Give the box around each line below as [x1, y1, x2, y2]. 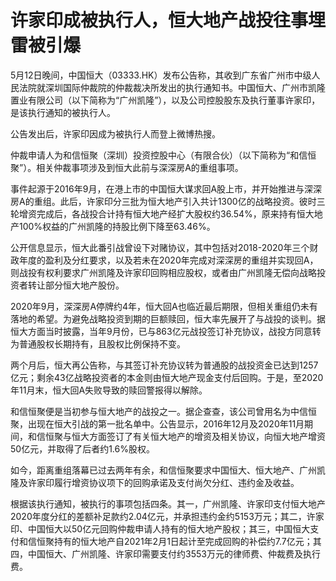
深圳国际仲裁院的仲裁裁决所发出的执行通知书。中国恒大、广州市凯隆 [44, 81, 326, 93]
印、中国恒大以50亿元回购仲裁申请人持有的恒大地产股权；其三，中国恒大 [10, 522, 311, 535]
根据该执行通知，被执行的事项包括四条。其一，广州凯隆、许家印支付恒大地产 [10, 497, 326, 510]
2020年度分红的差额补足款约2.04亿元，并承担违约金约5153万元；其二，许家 [10, 510, 325, 522]
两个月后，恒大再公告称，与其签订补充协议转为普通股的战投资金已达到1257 [10, 359, 319, 371]
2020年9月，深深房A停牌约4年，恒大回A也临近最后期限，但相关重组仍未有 [10, 300, 318, 312]
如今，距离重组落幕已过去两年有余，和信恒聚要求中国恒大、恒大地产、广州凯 [10, 464, 326, 476]
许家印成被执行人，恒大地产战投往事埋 [10, 9, 327, 32]
